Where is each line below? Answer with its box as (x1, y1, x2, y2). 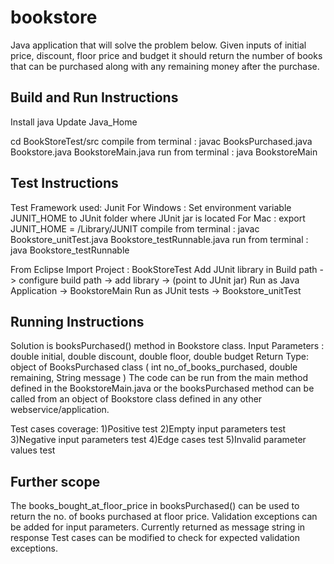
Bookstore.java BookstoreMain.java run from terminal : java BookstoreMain (10, 146, 318, 158)
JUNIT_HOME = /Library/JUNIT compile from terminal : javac (10, 222, 260, 235)
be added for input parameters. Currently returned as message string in (10, 521, 306, 533)
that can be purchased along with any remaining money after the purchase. (10, 60, 320, 72)
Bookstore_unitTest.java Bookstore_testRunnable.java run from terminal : (10, 233, 309, 245)
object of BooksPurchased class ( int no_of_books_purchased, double (10, 361, 298, 373)
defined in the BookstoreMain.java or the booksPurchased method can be (10, 382, 315, 395)
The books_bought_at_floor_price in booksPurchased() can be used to (10, 500, 300, 512)
